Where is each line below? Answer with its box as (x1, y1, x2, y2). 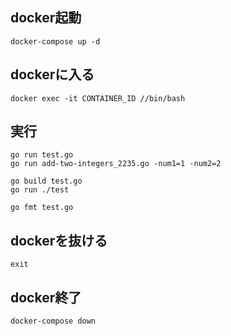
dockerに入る (10, 66, 95, 83)
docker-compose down (10, 316, 97, 327)
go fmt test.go (10, 203, 74, 213)
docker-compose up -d (10, 36, 101, 47)
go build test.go (10, 176, 83, 187)
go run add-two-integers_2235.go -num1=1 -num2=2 (10, 159, 222, 169)
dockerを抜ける (10, 232, 108, 249)
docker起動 (10, 9, 82, 27)
